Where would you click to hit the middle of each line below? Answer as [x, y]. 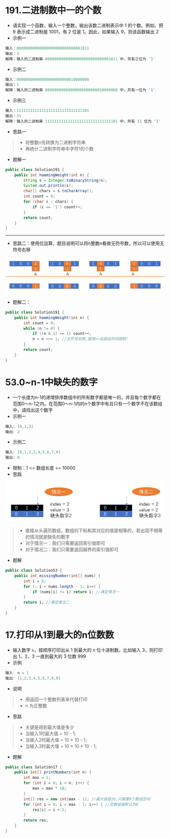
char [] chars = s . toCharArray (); [59, 191]
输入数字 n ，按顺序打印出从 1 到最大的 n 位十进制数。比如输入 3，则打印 [88, 650]
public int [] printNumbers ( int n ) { [53, 772]
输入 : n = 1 [17, 673]
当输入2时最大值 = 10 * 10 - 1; [56, 740]
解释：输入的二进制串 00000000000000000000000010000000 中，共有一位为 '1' [80, 90]
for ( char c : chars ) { [48, 202]
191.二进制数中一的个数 [53, 10]
